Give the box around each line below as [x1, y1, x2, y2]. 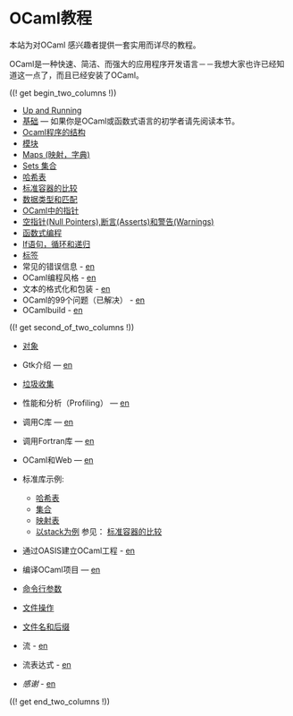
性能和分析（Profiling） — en [21, 397, 130, 408]
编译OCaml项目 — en [21, 564, 101, 575]
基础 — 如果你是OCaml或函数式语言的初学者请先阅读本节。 [21, 115, 240, 126]
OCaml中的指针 [21, 205, 80, 216]
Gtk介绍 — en [21, 359, 73, 370]
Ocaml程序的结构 [21, 126, 87, 137]
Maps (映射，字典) [21, 149, 91, 159]
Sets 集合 [21, 160, 57, 171]
